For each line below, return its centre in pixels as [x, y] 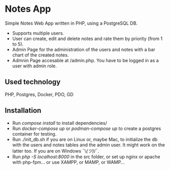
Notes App [28, 9]
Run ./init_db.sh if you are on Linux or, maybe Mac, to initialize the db [85, 139]
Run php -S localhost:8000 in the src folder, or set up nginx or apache [86, 157]
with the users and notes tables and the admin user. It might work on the [88, 145]
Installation [23, 111]
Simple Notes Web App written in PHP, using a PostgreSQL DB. [71, 23]
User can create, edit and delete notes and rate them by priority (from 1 [87, 39]
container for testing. [34, 134]
